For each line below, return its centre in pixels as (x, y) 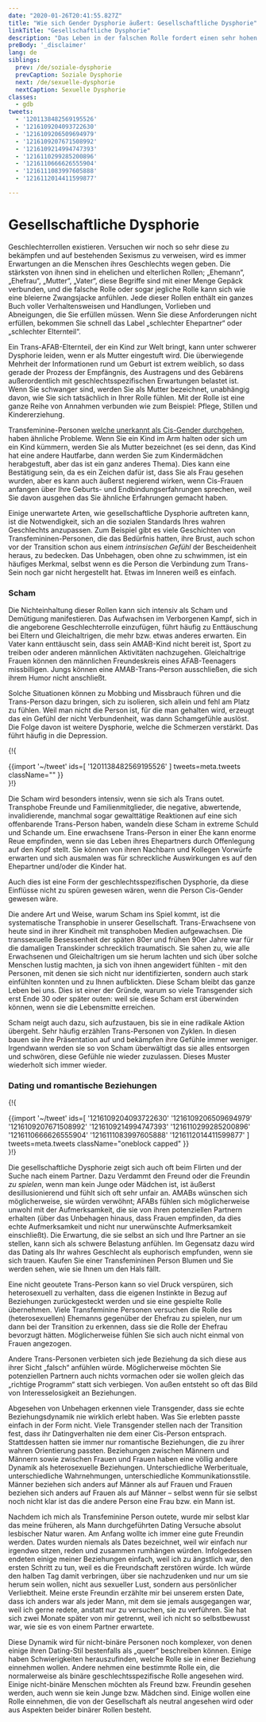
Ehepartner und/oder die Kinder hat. (67, 867)
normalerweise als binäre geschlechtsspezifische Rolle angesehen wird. (126, 1676)
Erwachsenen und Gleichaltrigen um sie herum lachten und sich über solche (133, 957)
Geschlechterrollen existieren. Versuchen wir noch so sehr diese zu (119, 247)
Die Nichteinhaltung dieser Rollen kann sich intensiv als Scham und (118, 611)
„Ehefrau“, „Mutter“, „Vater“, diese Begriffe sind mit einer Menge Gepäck (126, 280)
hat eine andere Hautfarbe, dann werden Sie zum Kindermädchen (116, 455)
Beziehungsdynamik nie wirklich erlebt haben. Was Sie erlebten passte (124, 1417)
